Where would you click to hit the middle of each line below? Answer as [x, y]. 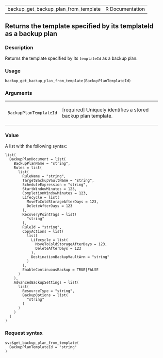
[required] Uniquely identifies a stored [105, 110]
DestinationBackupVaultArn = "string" [70, 257]
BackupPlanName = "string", [42, 163]
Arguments [19, 93]
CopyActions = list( [43, 231]
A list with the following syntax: [36, 146]
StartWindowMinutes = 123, [50, 189]
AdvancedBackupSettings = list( [46, 282]
